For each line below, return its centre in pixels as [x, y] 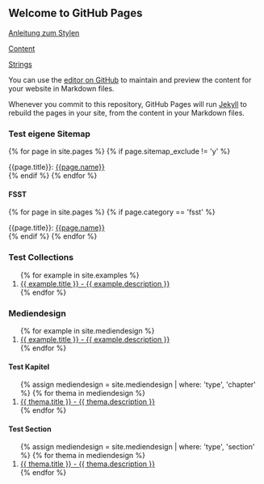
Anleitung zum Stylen [44, 32]
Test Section [30, 429]
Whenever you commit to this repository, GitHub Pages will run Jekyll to [128, 104]
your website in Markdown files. [61, 88]
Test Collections [41, 257]
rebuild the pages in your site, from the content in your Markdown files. [126, 113]
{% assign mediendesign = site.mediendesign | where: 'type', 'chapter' [138, 384]
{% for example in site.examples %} [80, 275]
